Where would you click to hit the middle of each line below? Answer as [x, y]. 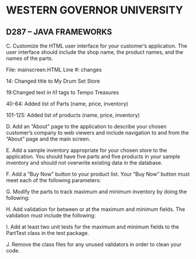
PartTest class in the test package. [48, 233]
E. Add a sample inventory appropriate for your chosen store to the [87, 150]
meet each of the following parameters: [54, 180]
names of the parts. [30, 58]
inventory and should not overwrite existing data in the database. [84, 163]
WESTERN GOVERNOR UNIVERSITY [94, 10]
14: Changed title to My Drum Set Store [53, 81]
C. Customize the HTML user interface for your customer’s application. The [97, 46]
